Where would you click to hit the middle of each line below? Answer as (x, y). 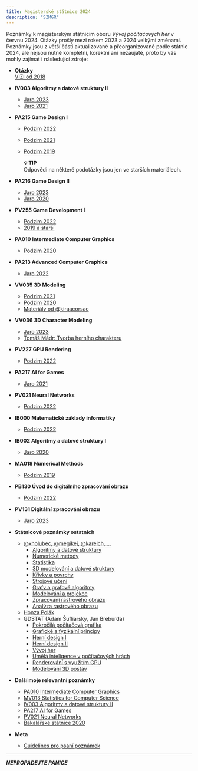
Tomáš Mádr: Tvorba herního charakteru (72, 338)
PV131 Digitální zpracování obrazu (57, 509)
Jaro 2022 (36, 273)
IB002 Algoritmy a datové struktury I (60, 440)
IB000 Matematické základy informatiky (65, 418)
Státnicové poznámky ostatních (55, 532)
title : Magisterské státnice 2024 (49, 11)
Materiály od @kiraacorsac (56, 309)
